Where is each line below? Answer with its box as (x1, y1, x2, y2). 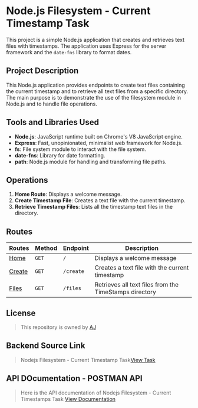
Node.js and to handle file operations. (6, 100, 97, 107)
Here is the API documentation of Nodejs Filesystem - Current (20, 389, 171, 396)
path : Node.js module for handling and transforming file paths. (14, 158, 167, 165)
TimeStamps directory (94, 288, 156, 296)
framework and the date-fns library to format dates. (6, 48, 132, 55)
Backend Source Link (6, 341, 85, 351)
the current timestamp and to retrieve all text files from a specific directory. (6, 87, 189, 95)
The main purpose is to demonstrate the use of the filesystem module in (6, 94, 181, 101)
